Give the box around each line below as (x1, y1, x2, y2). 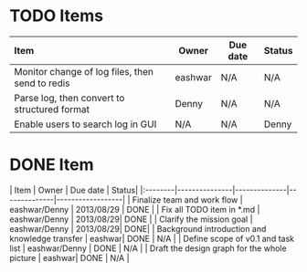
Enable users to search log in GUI (14, 118, 157, 131)
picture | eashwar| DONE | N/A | (9, 252, 130, 263)
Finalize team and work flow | (132, 194, 244, 205)
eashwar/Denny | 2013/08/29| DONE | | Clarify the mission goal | (9, 214, 253, 225)
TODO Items (9, 5, 103, 26)
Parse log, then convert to (14, 91, 125, 104)
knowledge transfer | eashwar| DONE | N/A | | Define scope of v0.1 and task (9, 233, 295, 244)
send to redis (14, 77, 70, 89)
